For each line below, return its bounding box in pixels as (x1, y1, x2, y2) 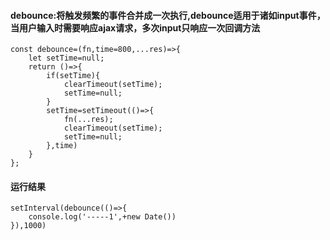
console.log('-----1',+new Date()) (28, 212, 177, 222)
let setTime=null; (28, 53, 105, 64)
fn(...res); (63, 115, 114, 125)
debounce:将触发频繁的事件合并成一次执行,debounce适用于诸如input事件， (10, 9, 326, 21)
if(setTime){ (46, 71, 101, 81)
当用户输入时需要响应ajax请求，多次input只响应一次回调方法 (10, 21, 261, 34)
